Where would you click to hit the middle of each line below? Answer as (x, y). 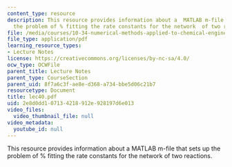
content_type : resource (41, 13)
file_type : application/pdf (48, 39)
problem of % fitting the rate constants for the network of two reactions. (110, 156)
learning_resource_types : (44, 46)
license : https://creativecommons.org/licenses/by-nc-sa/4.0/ (98, 59)
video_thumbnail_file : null (54, 116)
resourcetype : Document (41, 90)
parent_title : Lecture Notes (49, 71)
